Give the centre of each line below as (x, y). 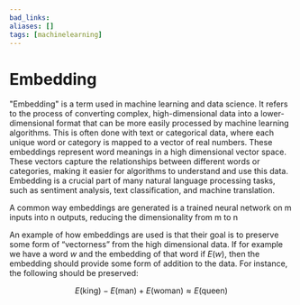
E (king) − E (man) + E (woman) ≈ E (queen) (151, 291)
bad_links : (30, 18)
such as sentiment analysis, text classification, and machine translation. (142, 190)
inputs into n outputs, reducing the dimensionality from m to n (124, 217)
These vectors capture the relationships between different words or (135, 162)
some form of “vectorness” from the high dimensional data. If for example (146, 245)
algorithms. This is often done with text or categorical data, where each (142, 133)
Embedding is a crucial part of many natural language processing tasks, (142, 180)
